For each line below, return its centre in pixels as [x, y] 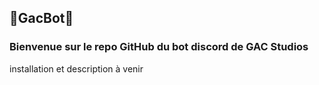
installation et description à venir [76, 68]
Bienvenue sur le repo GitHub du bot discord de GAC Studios [159, 47]
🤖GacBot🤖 [41, 18]
